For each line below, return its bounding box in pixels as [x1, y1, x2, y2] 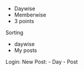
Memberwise [14, 11, 47, 18]
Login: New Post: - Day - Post [5, 59, 78, 65]
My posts [14, 47, 37, 54]
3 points [14, 18, 34, 24]
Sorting [5, 29, 24, 36]
